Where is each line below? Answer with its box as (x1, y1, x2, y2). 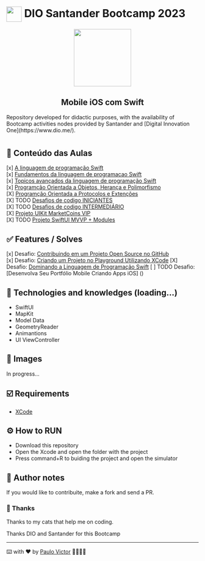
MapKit (15, 310, 34, 318)
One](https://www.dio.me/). (6, 126, 76, 134)
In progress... (6, 370, 40, 377)
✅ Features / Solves (6, 234, 83, 244)
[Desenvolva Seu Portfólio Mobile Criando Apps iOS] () (6, 270, 144, 277)
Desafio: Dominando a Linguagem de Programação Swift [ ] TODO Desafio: (6, 263, 195, 270)
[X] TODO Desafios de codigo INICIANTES (6, 196, 113, 204)
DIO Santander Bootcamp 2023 (24, 6, 186, 20)
